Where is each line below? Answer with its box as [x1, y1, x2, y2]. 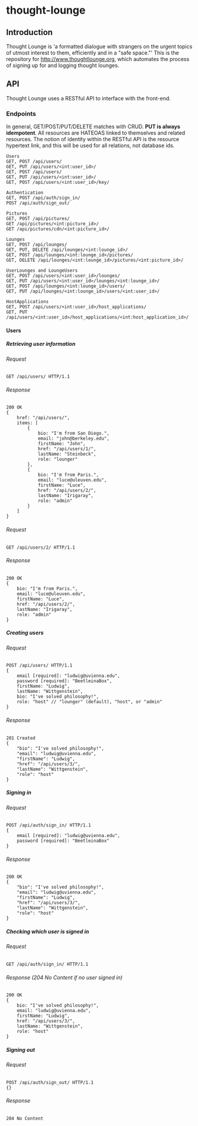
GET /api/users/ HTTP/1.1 [6, 374, 70, 380]
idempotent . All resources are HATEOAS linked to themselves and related [6, 129, 186, 136]
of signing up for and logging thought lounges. [6, 62, 119, 69]
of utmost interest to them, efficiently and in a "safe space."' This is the [6, 49, 179, 56]
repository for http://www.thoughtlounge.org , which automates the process [6, 56, 190, 62]
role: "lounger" [37, 456, 78, 463]
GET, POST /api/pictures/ [6, 216, 70, 222]
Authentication [6, 190, 44, 196]
